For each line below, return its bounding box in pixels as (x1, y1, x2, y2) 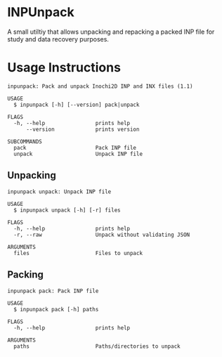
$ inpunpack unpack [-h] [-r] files (13, 207, 121, 214)
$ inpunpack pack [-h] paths (13, 306, 99, 313)
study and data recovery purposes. (7, 34, 109, 43)
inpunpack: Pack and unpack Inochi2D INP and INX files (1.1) (7, 82, 193, 90)
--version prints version (25, 126, 140, 133)
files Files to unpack (13, 249, 143, 257)
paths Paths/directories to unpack (13, 342, 181, 350)
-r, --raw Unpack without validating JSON (13, 231, 190, 238)
